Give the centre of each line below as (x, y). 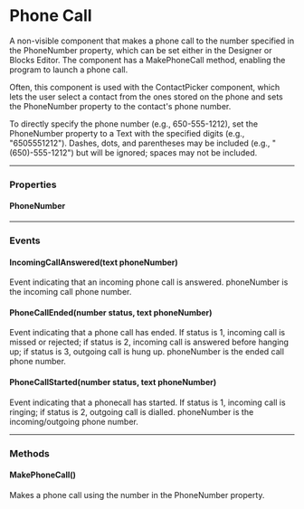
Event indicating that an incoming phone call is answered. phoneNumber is (149, 282)
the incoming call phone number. (71, 292)
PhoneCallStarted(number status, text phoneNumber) (113, 382)
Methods (29, 453)
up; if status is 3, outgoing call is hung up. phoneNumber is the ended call (147, 352)
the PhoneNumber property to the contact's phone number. (120, 106)
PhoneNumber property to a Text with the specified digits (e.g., (127, 133)
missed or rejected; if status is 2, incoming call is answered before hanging (149, 342)
